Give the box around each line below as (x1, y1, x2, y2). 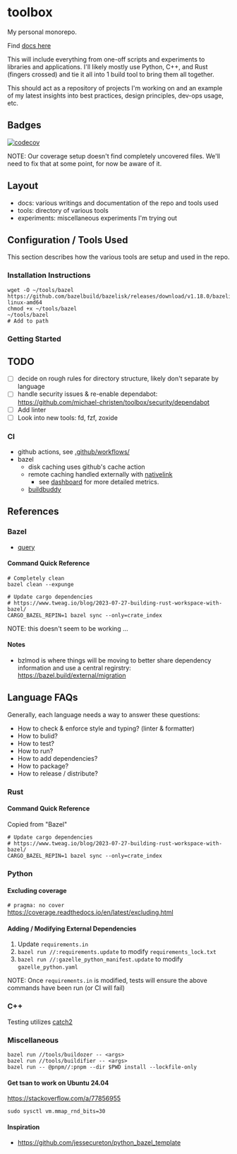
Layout (7, 180, 39, 192)
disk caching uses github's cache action (28, 462, 146, 471)
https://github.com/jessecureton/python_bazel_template (17, 1138, 181, 1147)
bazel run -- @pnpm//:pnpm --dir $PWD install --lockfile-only (7, 1063, 197, 1071)
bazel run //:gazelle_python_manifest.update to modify (17, 955, 183, 964)
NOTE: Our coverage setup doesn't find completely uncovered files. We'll (7, 151, 221, 160)
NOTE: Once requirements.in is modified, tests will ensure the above (7, 977, 208, 985)
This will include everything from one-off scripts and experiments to (7, 54, 205, 64)
